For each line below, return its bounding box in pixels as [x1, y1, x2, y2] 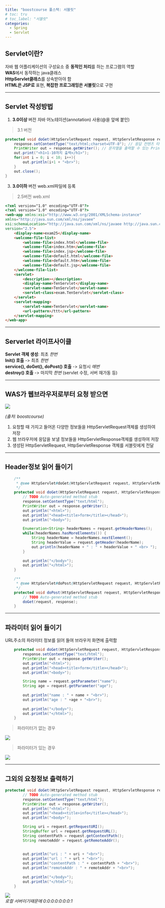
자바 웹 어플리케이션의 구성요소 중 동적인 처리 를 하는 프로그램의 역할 [5, 64, 135, 69]
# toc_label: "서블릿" [5, 16, 49, 21]
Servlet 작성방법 [5, 102, 53, 111]
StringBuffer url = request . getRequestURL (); [23, 829, 118, 834]
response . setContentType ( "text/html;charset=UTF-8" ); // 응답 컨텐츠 [14, 141, 154, 146]
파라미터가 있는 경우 [17, 745, 55, 751]
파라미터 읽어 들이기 [5, 623, 62, 632]
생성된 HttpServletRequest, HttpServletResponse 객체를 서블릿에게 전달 [12, 442, 154, 448]
